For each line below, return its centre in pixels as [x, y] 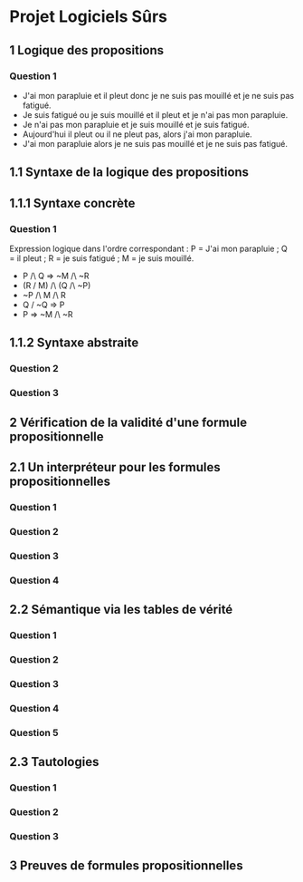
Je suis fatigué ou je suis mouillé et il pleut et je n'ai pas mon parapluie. [155, 114]
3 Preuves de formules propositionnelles [126, 866]
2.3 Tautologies [54, 762]
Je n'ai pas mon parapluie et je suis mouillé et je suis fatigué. [136, 124]
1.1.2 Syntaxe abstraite [74, 343]
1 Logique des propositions [87, 50]
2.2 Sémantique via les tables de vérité [121, 610]
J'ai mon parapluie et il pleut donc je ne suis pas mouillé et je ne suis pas [158, 95]
